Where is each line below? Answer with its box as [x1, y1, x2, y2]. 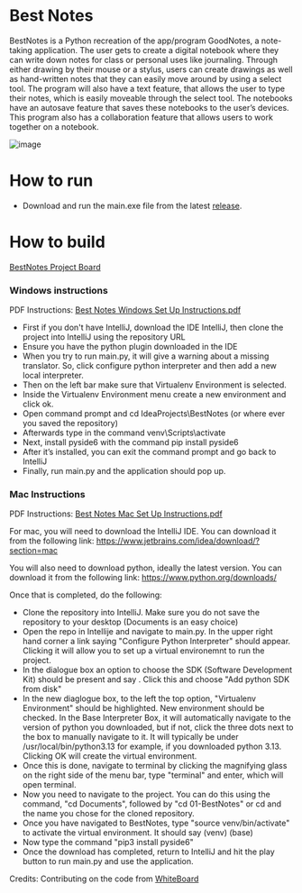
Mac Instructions [9, 488, 86, 501]
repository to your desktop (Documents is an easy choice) [22, 616, 239, 627]
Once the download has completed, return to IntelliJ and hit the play [22, 846, 275, 857]
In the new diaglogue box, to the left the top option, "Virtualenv [22, 693, 257, 704]
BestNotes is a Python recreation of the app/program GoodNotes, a [9, 35, 260, 46]
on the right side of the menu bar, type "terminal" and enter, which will [22, 770, 284, 780]
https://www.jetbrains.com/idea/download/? [96, 535, 260, 546]
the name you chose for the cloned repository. [22, 808, 196, 819]
